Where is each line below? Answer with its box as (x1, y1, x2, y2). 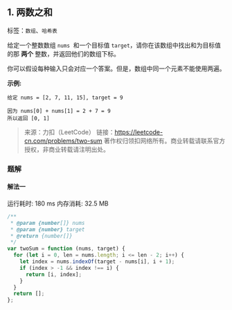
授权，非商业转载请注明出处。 (24, 145, 109, 154)
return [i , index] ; (25, 271, 82, 278)
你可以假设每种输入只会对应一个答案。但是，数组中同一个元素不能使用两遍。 (7, 64, 226, 73)
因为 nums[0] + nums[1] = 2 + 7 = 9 (7, 107, 111, 114)
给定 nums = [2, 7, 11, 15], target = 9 (7, 94, 123, 101)
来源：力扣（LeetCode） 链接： (24, 127, 115, 136)
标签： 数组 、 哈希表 (7, 26, 57, 35)
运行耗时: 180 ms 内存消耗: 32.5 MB (7, 199, 109, 208)
